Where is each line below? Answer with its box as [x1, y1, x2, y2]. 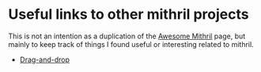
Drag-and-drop [19, 55, 70, 64]
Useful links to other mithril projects [8, 5, 249, 23]
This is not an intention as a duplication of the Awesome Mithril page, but [8, 31, 246, 41]
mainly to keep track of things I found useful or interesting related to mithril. [8, 39, 255, 49]
